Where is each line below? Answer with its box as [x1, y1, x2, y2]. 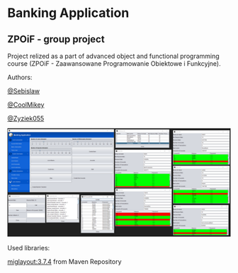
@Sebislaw [7, 87, 40, 95]
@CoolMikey [7, 100, 45, 109]
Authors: [7, 73, 33, 81]
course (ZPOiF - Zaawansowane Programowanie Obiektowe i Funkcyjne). [7, 59, 221, 68]
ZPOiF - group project [7, 33, 105, 45]
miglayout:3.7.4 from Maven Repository [7, 257, 122, 266]
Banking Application [7, 5, 130, 21]
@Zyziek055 [7, 115, 45, 122]
